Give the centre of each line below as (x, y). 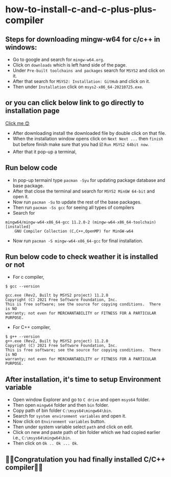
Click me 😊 (17, 123)
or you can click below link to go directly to (75, 103)
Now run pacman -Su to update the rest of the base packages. (77, 202)
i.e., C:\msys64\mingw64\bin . (42, 438)
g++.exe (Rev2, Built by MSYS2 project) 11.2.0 (57, 341)
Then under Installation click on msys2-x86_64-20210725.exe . (78, 87)
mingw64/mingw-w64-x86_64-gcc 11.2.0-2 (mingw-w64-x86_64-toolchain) (81, 222)
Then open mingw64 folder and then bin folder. (61, 405)
